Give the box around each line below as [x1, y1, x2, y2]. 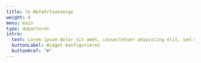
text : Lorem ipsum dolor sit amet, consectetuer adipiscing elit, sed [11, 37, 191, 43]
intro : [6, 31, 23, 37]
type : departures [6, 25, 50, 32]
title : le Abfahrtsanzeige [6, 8, 74, 15]
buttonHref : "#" [11, 48, 52, 54]
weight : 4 [6, 14, 31, 20]
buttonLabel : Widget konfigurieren [11, 43, 100, 49]
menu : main [6, 20, 33, 26]
